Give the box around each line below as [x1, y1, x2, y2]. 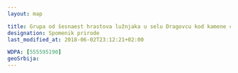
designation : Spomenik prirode [7, 29, 100, 36]
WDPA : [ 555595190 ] [7, 48, 62, 56]
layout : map [7, 10, 42, 18]
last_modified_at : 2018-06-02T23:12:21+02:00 [7, 36, 144, 43]
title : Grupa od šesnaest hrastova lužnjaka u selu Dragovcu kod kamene [7, 22, 227, 30]
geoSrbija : [7, 55, 40, 62]
